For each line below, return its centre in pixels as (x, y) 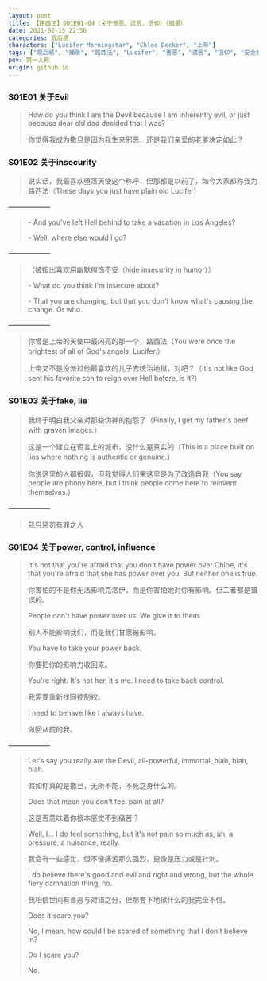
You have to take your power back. (85, 648)
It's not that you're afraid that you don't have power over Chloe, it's (137, 565)
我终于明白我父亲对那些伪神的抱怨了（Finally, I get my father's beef (138, 420)
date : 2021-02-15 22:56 (48, 30)
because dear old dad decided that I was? (96, 124)
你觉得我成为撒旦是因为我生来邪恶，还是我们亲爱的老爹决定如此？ (135, 139)
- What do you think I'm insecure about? (93, 286)
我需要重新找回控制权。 (66, 697)
